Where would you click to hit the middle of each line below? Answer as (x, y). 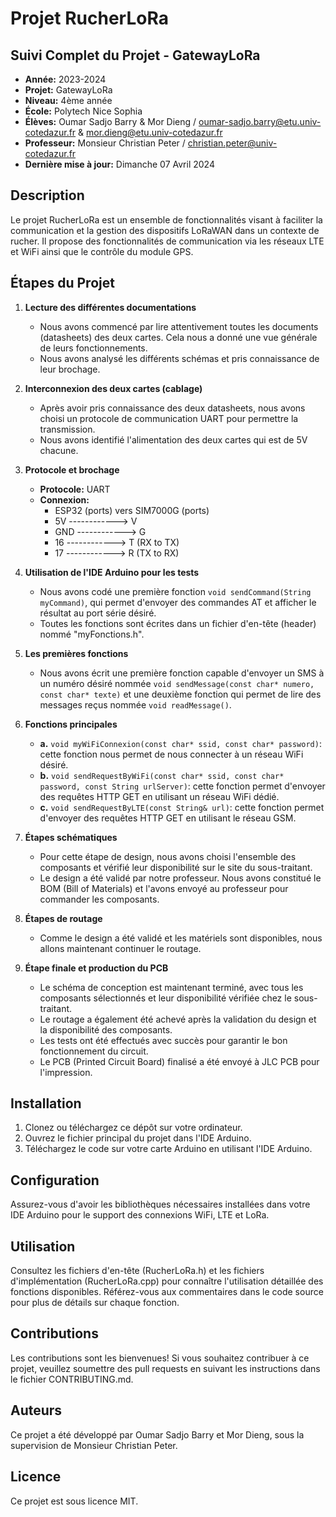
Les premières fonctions (76, 653)
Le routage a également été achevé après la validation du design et (178, 1019)
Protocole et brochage (72, 469)
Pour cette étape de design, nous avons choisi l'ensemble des (168, 856)
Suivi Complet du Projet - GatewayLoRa (135, 55)
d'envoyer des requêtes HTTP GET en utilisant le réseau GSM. (168, 818)
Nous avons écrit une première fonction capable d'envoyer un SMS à (182, 673)
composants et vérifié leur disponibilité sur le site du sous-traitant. (176, 867)
